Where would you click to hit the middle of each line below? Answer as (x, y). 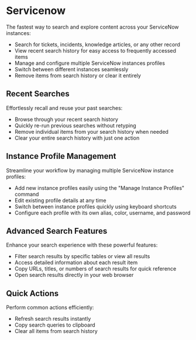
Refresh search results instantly (53, 319)
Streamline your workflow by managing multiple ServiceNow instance (90, 170)
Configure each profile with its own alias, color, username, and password (102, 213)
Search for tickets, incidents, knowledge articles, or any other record (97, 44)
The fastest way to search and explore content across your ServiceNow (93, 27)
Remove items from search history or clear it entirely (78, 75)
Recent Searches (38, 94)
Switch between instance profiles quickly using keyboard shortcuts (95, 206)
